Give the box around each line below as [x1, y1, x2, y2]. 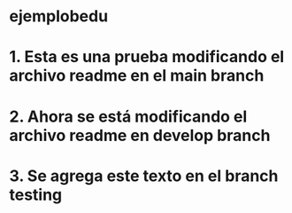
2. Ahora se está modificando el [9, 106, 248, 126]
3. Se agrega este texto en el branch [9, 166, 279, 185]
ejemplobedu [9, 6, 109, 27]
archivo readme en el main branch [9, 66, 265, 86]
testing [9, 185, 63, 205]
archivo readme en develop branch [9, 125, 271, 146]
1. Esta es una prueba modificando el [9, 47, 285, 67]
